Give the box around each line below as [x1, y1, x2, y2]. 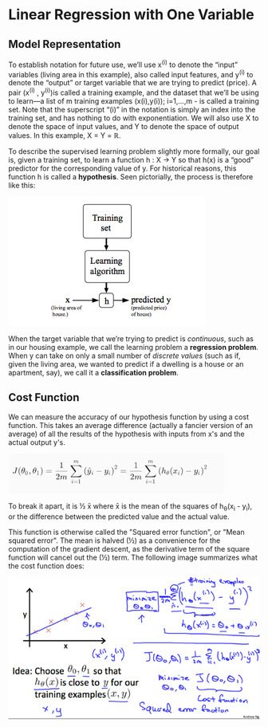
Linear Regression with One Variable [8, 6, 254, 24]
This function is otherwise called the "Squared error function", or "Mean [8, 527, 245, 536]
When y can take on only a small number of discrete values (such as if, [8, 351, 241, 360]
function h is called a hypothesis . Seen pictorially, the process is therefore [8, 171, 254, 181]
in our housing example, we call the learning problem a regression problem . [8, 342, 259, 352]
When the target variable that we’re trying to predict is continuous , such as [8, 333, 254, 344]
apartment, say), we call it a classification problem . [8, 367, 179, 377]
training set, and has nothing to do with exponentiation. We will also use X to [8, 113, 259, 123]
